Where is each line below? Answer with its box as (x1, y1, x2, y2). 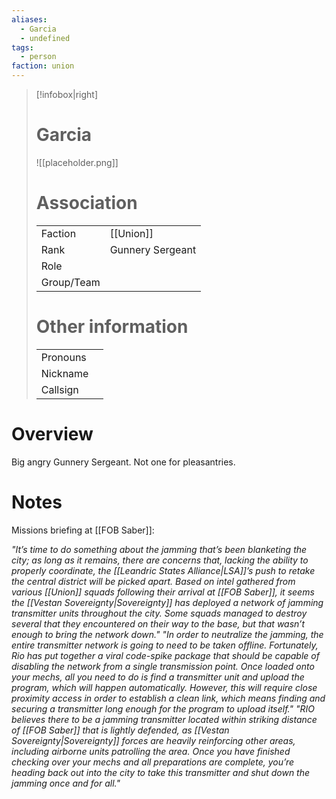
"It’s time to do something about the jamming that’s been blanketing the (11, 543, 308, 555)
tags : (11, 42, 34, 53)
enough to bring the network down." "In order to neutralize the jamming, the (11, 628, 324, 640)
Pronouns (40, 350, 87, 364)
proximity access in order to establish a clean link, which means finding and (11, 692, 326, 704)
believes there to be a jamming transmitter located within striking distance (11, 713, 318, 725)
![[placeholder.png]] (35, 156, 119, 168)
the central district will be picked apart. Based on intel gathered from (11, 575, 296, 587)
